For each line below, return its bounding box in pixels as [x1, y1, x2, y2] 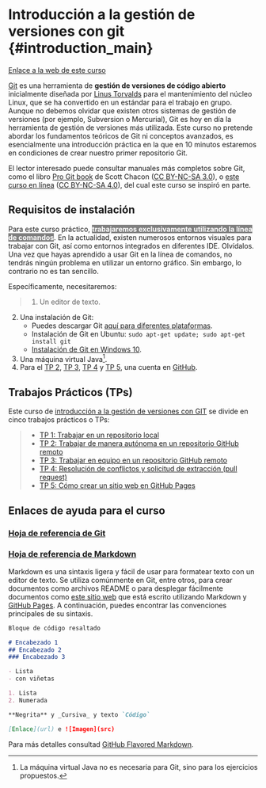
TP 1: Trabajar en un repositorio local [39, 430, 160, 440]
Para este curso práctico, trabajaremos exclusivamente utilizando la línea [8, 224, 253, 234]
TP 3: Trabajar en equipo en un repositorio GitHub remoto [39, 455, 228, 465]
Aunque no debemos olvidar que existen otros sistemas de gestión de [8, 105, 237, 116]
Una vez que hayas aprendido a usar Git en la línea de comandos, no [8, 249, 233, 259]
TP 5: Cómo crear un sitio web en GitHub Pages [39, 481, 196, 490]
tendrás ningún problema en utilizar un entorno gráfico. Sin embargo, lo [8, 257, 242, 267]
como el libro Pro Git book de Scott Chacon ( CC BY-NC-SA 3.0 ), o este [8, 172, 240, 181]
